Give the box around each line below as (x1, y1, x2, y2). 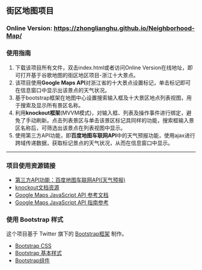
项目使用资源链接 (6, 162, 56, 170)
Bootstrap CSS (14, 242, 52, 250)
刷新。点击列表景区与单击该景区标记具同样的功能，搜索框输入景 (35, 116, 194, 124)
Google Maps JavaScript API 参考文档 (14, 191, 109, 198)
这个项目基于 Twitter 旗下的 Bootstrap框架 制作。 (6, 230, 127, 237)
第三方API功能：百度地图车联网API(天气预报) (14, 176, 126, 183)
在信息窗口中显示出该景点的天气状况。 (14, 86, 110, 93)
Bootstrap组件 (14, 257, 50, 264)
